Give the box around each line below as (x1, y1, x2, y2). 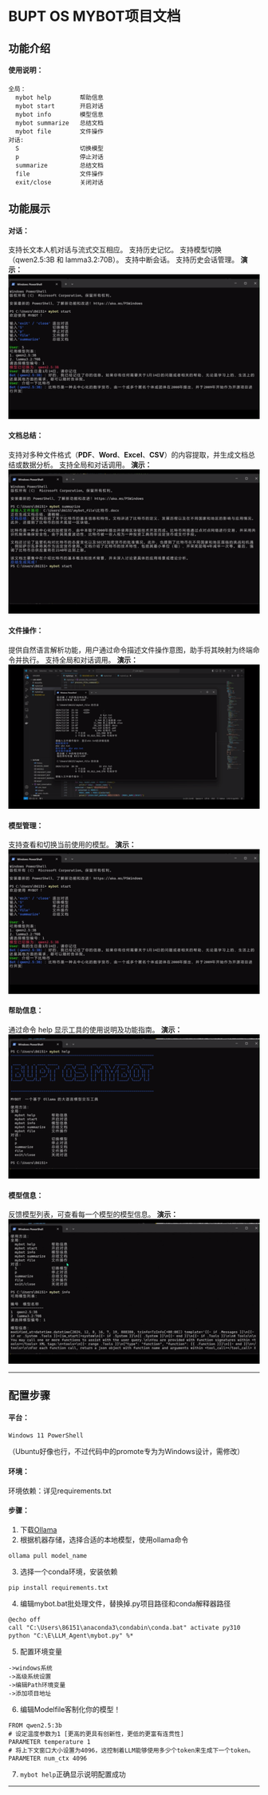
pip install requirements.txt (8, 1583, 109, 1591)
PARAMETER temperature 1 (8, 1738, 91, 1745)
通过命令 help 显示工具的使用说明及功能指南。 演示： (8, 1024, 183, 1034)
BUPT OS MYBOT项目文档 (8, 7, 181, 26)
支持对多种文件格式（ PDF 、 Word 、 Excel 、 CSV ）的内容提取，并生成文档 (8, 450, 249, 459)
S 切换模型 (15, 145, 104, 153)
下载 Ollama (19, 1524, 57, 1534)
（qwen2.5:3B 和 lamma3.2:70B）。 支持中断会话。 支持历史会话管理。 (8, 255, 239, 264)
